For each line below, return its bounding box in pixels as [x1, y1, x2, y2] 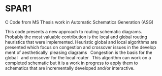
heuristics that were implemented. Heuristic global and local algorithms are [5, 39, 158, 45]
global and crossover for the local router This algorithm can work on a [5, 54, 151, 60]
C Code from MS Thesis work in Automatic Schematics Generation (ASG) [5, 19, 154, 25]
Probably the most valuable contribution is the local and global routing [5, 34, 148, 40]
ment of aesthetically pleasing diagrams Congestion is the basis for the [5, 50, 153, 55]
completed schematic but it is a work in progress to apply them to [5, 60, 138, 66]
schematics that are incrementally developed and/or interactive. [5, 65, 134, 71]
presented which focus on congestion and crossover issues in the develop [5, 44, 156, 50]
